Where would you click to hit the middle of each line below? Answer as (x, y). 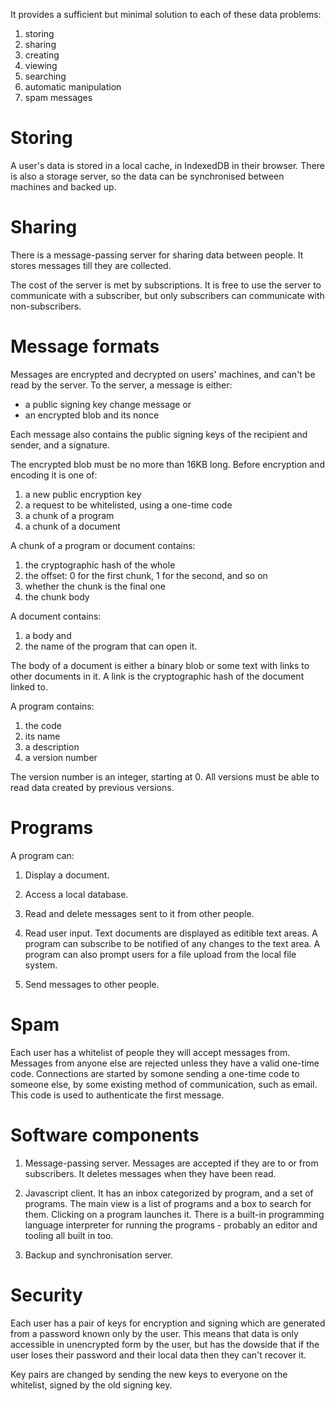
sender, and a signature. (60, 445)
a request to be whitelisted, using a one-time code (128, 505)
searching (45, 76)
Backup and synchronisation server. (98, 1255)
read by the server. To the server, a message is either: (121, 385)
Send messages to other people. (92, 984)
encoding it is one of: (54, 475)
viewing (41, 65)
